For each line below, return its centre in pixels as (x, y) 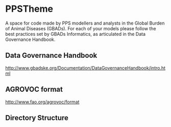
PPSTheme (29, 9)
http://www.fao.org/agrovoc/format (42, 102)
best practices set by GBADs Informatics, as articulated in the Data (75, 34)
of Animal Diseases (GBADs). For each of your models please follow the (81, 28)
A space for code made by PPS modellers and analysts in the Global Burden (85, 23)
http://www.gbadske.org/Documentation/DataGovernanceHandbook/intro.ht (86, 68)
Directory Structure (37, 118)
